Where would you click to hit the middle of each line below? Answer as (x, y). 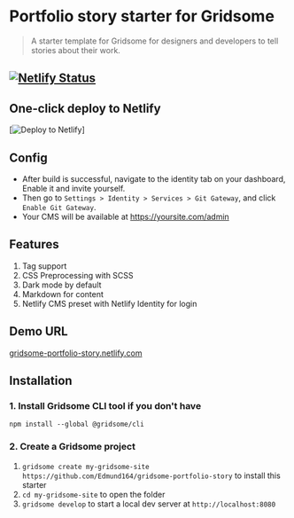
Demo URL (39, 331)
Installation (41, 380)
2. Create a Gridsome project (72, 447)
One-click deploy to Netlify (85, 108)
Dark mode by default (62, 285)
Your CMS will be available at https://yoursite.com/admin (126, 216)
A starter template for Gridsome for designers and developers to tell (155, 41)
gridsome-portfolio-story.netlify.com (76, 353)
